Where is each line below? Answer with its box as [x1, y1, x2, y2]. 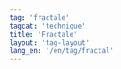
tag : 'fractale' [9, 13, 70, 22]
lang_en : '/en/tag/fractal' [9, 47, 115, 56]
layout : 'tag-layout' [9, 38, 91, 47]
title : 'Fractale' [9, 30, 78, 39]
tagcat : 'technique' [9, 22, 87, 30]
